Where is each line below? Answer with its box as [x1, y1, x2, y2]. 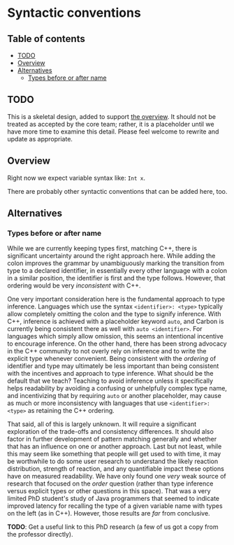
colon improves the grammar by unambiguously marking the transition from [7, 259, 225, 267]
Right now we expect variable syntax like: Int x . [7, 174, 145, 182]
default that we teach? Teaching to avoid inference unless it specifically [7, 376, 214, 385]
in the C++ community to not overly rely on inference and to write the [7, 347, 207, 355]
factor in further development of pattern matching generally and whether [7, 435, 217, 444]
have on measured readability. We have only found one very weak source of [7, 472, 226, 481]
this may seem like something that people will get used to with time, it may [7, 450, 221, 458]
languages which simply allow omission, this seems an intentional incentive [7, 332, 224, 341]
